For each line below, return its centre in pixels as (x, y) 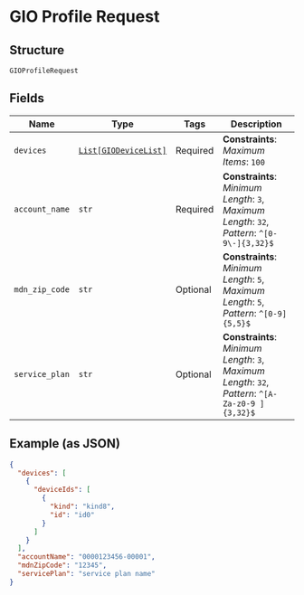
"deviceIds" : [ (62, 490)
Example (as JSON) (65, 444)
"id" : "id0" (72, 515)
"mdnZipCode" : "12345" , (62, 566)
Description (256, 124)
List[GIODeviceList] (123, 150)
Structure (37, 50)
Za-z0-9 (239, 403)
